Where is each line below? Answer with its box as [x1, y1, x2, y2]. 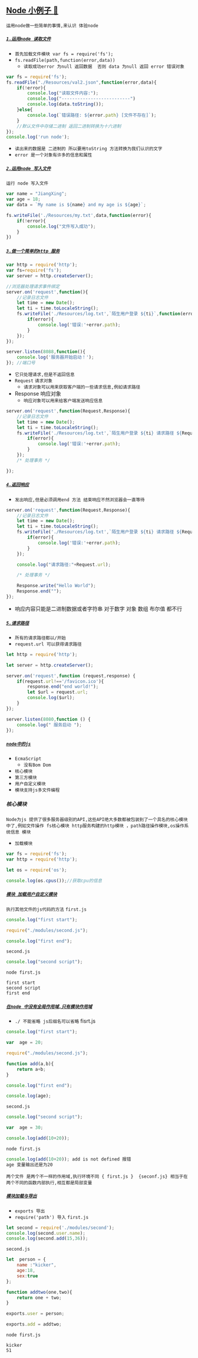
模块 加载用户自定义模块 [6, 892, 57, 898]
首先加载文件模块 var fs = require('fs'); [14, 51, 114, 57]
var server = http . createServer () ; [6, 273, 94, 279]
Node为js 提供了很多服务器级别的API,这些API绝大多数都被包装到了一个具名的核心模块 [6, 817, 188, 823]
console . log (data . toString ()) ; [27, 101, 104, 107]
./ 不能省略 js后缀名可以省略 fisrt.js [14, 1017, 96, 1024]
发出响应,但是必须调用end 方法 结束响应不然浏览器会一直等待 [14, 497, 145, 503]
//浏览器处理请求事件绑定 [6, 284, 60, 289]
